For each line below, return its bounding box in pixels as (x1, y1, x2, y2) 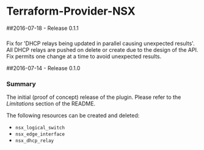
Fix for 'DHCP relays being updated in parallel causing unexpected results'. (6, 40, 195, 47)
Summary (6, 79, 37, 88)
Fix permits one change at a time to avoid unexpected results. (6, 52, 162, 60)
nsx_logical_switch (15, 125, 65, 131)
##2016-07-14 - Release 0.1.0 (6, 64, 81, 71)
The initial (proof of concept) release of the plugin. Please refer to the (6, 93, 181, 101)
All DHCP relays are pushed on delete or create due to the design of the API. (6, 46, 199, 53)
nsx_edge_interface (15, 131, 65, 138)
